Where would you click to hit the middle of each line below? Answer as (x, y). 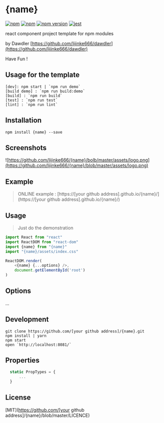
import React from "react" (34, 237)
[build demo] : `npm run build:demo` (45, 91)
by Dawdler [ (19, 43)
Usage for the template (43, 75)
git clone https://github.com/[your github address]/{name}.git (75, 331)
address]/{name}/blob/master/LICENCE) (48, 415)
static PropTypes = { (33, 372)
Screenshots (26, 148)
